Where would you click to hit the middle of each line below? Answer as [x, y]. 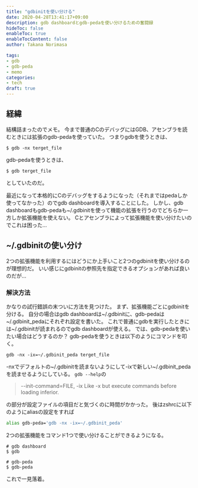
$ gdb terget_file [29, 171]
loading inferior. [40, 392]
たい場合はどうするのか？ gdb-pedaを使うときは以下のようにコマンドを [94, 336]
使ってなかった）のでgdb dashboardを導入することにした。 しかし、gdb [95, 203]
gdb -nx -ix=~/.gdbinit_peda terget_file [58, 355]
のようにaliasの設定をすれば [40, 412]
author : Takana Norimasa [37, 45]
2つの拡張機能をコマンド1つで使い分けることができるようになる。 [86, 435]
